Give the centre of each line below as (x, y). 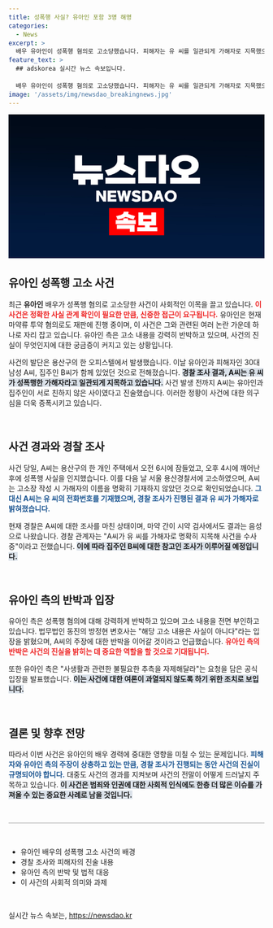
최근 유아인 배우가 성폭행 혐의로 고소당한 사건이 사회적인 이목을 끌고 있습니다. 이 (135, 304)
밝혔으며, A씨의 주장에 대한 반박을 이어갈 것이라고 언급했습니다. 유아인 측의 (141, 642)
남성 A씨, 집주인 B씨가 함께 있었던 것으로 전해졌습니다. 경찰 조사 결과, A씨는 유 (132, 372)
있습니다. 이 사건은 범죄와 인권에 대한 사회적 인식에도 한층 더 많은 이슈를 (142, 785)
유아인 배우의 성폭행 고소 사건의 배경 (78, 852)
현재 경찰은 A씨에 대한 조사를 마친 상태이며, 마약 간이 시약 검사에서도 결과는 (128, 525)
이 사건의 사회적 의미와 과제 (64, 882)
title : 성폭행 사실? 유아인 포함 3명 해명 (70, 17)
